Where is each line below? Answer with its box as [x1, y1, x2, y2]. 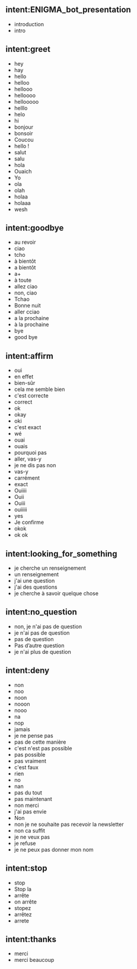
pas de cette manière [14, 738, 66, 746]
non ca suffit [14, 827, 46, 834]
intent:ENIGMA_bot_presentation [5, 5, 131, 15]
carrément [14, 474, 40, 482]
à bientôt [14, 257, 36, 265]
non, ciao [14, 289, 37, 297]
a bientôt [14, 264, 36, 271]
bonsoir [14, 129, 33, 136]
